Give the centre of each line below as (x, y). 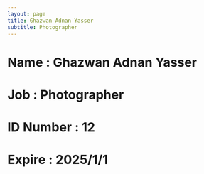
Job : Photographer (66, 95)
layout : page (27, 14)
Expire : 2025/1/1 (58, 160)
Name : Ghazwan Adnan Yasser (102, 62)
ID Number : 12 (52, 127)
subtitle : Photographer (43, 27)
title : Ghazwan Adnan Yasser (50, 21)
